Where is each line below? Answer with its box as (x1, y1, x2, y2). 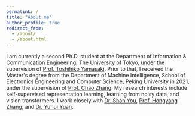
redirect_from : (6, 25, 44, 32)
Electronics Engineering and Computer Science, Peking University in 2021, (6, 78, 190, 85)
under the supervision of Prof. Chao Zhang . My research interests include (6, 84, 187, 91)
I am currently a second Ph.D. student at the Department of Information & (6, 53, 187, 59)
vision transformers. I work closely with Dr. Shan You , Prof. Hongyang (6, 97, 178, 104)
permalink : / (6, 8, 39, 15)
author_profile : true (6, 20, 60, 26)
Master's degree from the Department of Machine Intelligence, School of (6, 72, 185, 79)
